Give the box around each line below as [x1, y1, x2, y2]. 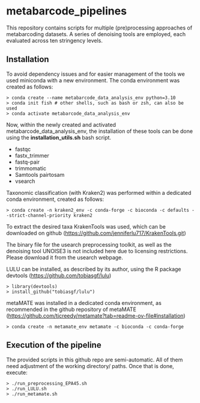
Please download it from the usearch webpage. [6, 254, 123, 261]
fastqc [14, 146, 31, 153]
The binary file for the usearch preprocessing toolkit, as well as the [6, 241, 172, 248]
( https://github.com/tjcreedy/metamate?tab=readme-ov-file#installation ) [6, 312, 186, 319]
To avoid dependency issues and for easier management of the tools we [6, 70, 185, 78]
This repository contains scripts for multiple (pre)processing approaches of [6, 24, 193, 31]
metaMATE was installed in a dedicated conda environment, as [6, 299, 162, 306]
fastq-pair [14, 158, 40, 165]
